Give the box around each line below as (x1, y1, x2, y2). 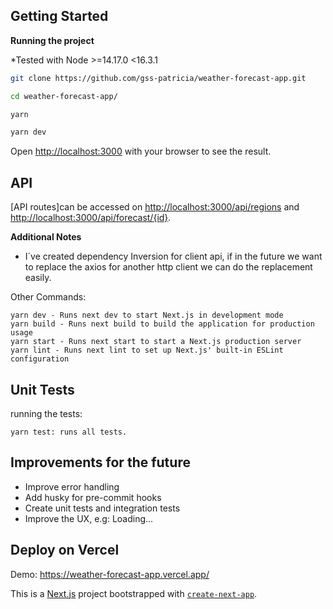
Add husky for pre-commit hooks (24, 491, 162, 503)
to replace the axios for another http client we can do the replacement (24, 261, 313, 273)
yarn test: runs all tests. (10, 427, 128, 437)
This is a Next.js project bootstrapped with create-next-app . (10, 587, 258, 599)
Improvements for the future (10, 454, 191, 471)
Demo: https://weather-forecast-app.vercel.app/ (10, 568, 210, 580)
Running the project (10, 34, 95, 46)
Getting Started (10, 8, 109, 25)
